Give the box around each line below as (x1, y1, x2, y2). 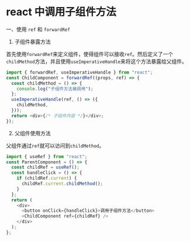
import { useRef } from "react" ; (6, 153, 88, 159)
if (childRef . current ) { (16, 176, 77, 181)
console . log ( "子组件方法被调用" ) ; (16, 86, 94, 92)
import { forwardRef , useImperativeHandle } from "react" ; (6, 69, 153, 75)
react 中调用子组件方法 (6, 5, 117, 19)
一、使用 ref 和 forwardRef (6, 26, 70, 33)
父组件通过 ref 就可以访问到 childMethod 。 (6, 142, 105, 149)
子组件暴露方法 (14, 38, 51, 45)
